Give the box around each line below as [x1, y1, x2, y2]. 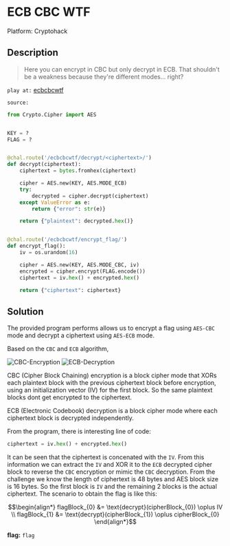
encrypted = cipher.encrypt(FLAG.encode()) [19, 268, 146, 275]
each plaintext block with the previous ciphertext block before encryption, [7, 379, 216, 387]
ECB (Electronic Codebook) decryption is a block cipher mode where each [7, 407, 218, 415]
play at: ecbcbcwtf [7, 85, 64, 94]
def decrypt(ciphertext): [7, 161, 81, 168]
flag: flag [7, 531, 35, 539]
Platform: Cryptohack [7, 27, 68, 35]
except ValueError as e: [19, 199, 91, 206]
